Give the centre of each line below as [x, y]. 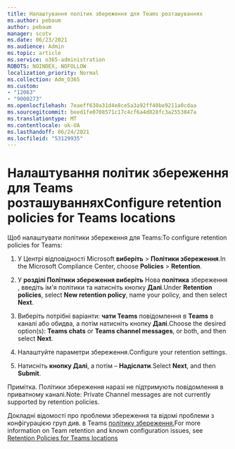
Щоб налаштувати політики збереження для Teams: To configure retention [117, 238]
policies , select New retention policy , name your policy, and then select [122, 295]
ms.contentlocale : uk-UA [44, 125]
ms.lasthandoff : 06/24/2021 [49, 132]
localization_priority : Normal [53, 73]
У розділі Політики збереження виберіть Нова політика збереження [122, 280]
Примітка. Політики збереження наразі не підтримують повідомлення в [115, 387]
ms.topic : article [34, 54]
